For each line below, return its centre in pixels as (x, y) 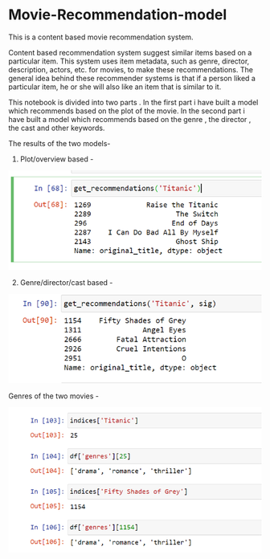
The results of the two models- (59, 143)
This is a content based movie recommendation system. (101, 37)
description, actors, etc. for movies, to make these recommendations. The (131, 69)
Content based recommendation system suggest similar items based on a (130, 52)
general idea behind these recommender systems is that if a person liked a (132, 78)
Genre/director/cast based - (66, 282)
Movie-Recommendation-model (118, 15)
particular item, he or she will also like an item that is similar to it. (115, 87)
